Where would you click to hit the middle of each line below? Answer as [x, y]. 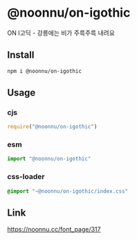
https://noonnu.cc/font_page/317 [54, 230]
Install [21, 55]
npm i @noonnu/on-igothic [44, 71]
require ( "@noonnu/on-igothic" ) [52, 127]
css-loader [26, 177]
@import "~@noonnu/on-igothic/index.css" [68, 191]
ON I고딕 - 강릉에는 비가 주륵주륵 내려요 [61, 33]
